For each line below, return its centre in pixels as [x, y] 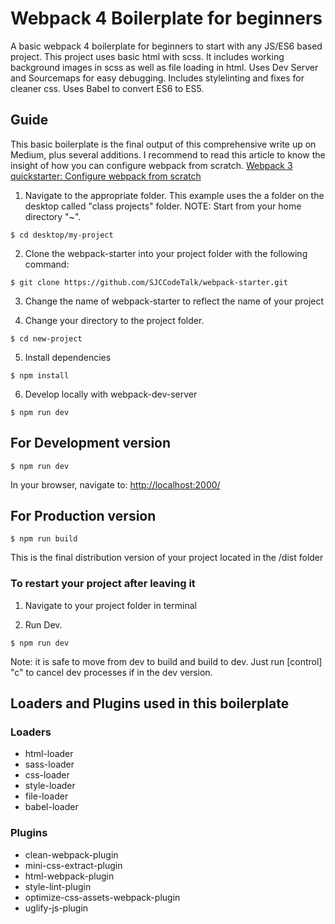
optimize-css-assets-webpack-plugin [102, 897]
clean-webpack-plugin [71, 854]
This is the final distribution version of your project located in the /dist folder [167, 558]
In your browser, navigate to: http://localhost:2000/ [115, 484]
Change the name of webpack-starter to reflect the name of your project [174, 301]
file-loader [46, 796]
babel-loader [51, 807]
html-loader [49, 754]
